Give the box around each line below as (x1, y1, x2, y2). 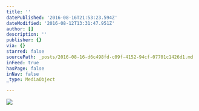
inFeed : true (6, 59, 39, 66)
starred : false (6, 49, 45, 55)
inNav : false (6, 71, 39, 77)
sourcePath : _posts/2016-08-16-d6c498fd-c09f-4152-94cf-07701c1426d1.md (6, 54, 194, 60)
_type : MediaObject (6, 76, 56, 82)
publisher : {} (6, 37, 42, 43)
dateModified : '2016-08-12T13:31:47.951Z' (6, 20, 115, 26)
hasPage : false (6, 65, 45, 72)
